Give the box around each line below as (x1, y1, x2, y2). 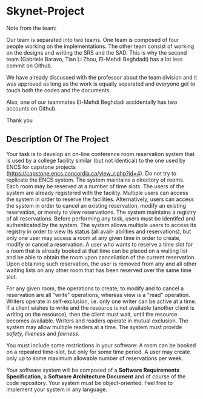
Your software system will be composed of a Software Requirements (6, 366, 180, 373)
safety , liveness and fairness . (6, 330, 80, 337)
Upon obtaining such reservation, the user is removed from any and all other (6, 260, 197, 267)
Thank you (6, 117, 33, 124)
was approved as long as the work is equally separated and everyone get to (6, 80, 196, 87)
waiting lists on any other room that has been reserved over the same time (6, 266, 192, 274)
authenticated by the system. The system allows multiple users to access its (6, 221, 196, 228)
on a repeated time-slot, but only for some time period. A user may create (6, 348, 190, 355)
